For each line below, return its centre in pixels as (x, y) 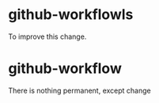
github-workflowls (71, 15)
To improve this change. (47, 36)
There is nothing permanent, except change (80, 90)
